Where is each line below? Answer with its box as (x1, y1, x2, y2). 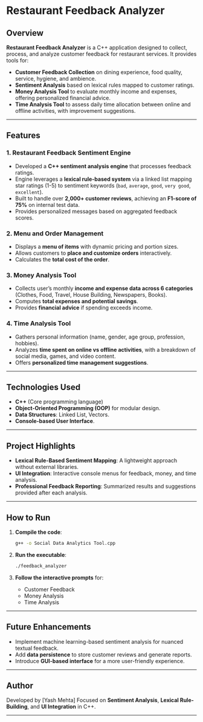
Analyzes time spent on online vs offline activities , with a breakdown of (14, 346, 196, 353)
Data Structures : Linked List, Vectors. (14, 411, 110, 419)
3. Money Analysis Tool (6, 271, 77, 279)
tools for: (6, 57, 29, 64)
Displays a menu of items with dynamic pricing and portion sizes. (14, 243, 179, 250)
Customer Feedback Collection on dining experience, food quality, (14, 69, 183, 76)
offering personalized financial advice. (14, 95, 111, 101)
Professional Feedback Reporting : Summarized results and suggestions (14, 483, 196, 490)
